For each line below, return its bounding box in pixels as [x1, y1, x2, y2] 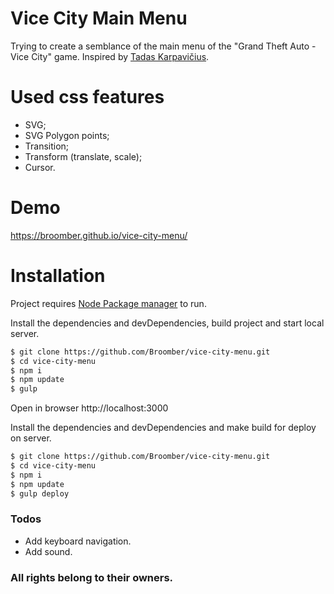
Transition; [24, 140, 70, 152]
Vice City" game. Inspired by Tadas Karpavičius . [10, 50, 210, 62]
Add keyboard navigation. [24, 535, 132, 547]
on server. [10, 432, 52, 444]
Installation [10, 265, 106, 287]
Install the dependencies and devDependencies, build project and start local [10, 317, 325, 329]
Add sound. [24, 545, 73, 557]
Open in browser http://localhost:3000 [10, 402, 169, 414]
